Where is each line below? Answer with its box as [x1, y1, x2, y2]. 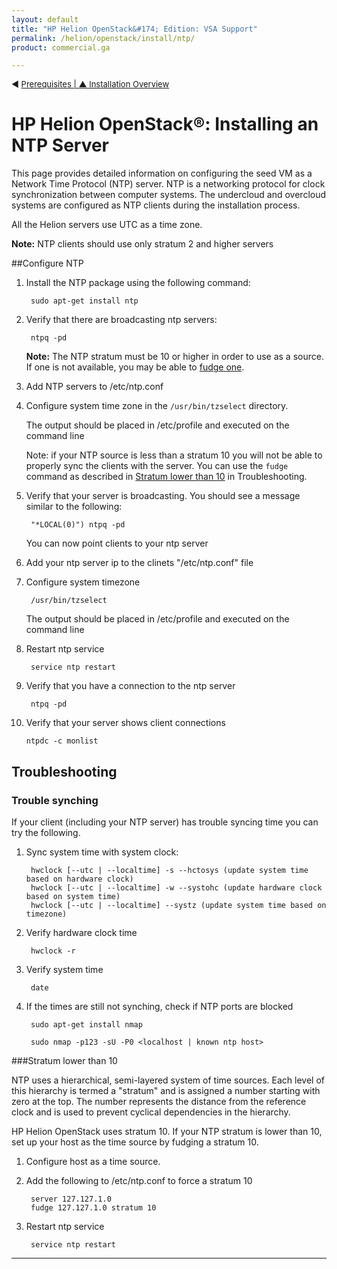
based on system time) [25, 891, 121, 901]
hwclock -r [30, 946, 76, 956]
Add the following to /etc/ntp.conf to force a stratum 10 [25, 1174, 253, 1186]
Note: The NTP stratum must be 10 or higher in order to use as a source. [25, 351, 324, 363]
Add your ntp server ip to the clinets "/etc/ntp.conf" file [25, 557, 254, 569]
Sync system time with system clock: [25, 846, 179, 858]
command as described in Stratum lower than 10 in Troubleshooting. [25, 471, 308, 483]
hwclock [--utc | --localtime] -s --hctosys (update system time [30, 865, 309, 875]
